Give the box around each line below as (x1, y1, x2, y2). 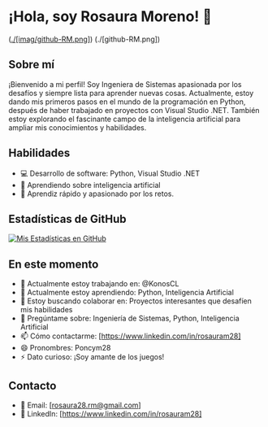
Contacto (8, 378, 57, 393)
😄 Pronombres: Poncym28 (19, 343, 111, 353)
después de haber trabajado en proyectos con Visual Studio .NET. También (8, 105, 260, 115)
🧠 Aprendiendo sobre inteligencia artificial (19, 180, 161, 190)
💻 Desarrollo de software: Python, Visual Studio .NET (19, 168, 201, 178)
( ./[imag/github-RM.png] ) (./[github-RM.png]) (8, 34, 161, 44)
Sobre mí (8, 58, 55, 72)
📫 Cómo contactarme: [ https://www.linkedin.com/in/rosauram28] (19, 331, 241, 341)
